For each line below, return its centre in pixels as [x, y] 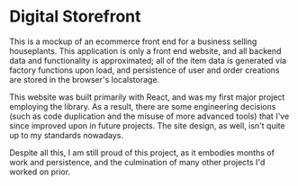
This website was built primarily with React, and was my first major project [147, 97]
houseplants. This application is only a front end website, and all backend [145, 50]
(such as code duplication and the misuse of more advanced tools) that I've [149, 116]
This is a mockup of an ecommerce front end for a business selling [133, 41]
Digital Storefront [75, 17]
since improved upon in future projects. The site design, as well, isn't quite [147, 125]
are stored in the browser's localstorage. [85, 79]
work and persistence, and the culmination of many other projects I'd [137, 162]
